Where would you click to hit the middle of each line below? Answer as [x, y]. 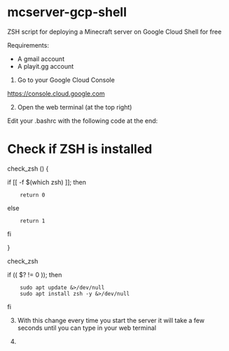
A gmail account [41, 59]
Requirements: [28, 45]
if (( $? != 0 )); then [35, 274]
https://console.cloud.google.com [56, 93]
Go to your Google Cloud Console [66, 80]
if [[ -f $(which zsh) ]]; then [47, 182]
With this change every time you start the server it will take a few [111, 320]
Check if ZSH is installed [80, 149]
